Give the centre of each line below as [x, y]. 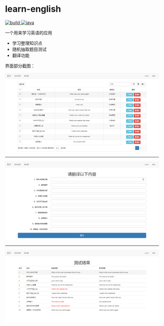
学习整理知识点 [27, 43]
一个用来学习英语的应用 [29, 32]
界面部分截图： [20, 66]
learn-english [33, 9]
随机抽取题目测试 [29, 49]
